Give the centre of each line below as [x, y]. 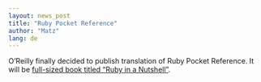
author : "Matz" [34, 31]
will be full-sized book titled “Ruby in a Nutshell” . [90, 70]
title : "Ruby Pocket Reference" [63, 23]
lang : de [23, 38]
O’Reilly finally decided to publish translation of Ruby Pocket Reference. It [131, 61]
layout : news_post [39, 16]
